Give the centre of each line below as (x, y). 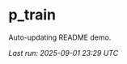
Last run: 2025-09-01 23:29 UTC (63, 53)
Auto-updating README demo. (60, 37)
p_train (32, 15)
